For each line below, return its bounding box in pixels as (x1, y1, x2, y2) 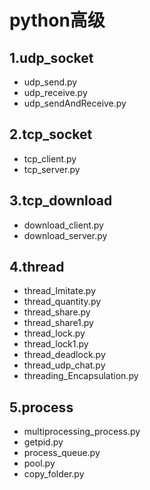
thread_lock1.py (23, 338, 89, 350)
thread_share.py (23, 306, 91, 318)
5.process (9, 399, 74, 416)
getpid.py (23, 436, 64, 448)
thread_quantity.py (23, 296, 102, 308)
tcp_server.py (23, 163, 81, 175)
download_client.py (23, 219, 104, 231)
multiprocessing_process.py (23, 426, 141, 438)
